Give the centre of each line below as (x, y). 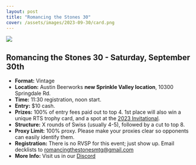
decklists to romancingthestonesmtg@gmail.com (74, 150)
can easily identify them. (45, 137)
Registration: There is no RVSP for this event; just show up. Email (94, 143)
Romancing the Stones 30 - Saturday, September (98, 57)
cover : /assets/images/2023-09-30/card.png (61, 22)
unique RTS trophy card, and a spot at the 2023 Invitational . (87, 118)
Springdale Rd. (33, 93)
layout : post (22, 11)
